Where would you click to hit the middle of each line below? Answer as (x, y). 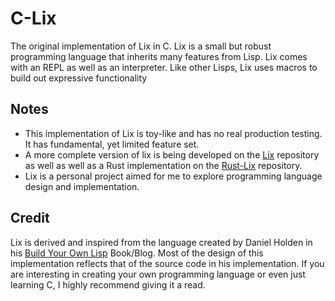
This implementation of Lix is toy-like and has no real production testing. (173, 133)
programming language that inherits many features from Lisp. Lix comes (159, 56)
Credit (30, 218)
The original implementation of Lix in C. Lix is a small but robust (141, 46)
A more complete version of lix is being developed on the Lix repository (172, 154)
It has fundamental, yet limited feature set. (112, 144)
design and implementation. (82, 186)
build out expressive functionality (79, 78)
